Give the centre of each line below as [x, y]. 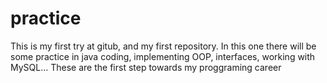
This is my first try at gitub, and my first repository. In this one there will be [163, 46]
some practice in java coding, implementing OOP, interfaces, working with [163, 56]
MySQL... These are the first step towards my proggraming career [146, 67]
